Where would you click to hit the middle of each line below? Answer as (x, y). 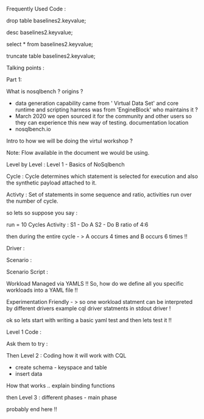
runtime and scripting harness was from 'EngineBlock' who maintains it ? (106, 110)
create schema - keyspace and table (61, 367)
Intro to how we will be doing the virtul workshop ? (69, 141)
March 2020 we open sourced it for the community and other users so (103, 116)
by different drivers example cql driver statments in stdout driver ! (89, 308)
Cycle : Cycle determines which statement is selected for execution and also (102, 176)
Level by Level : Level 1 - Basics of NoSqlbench (65, 164)
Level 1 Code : (24, 332)
